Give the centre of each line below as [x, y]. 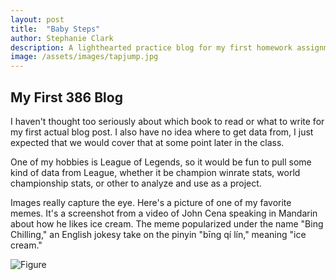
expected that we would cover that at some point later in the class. [147, 142]
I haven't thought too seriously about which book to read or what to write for [167, 121]
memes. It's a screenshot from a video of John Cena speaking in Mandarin [164, 213]
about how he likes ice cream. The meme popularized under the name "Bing [167, 223]
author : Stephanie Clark [62, 38]
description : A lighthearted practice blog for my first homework [151, 47]
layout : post [37, 19]
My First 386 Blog [66, 97]
